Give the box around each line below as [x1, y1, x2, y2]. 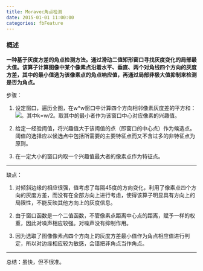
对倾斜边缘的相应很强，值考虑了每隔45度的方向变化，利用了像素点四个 [14, 183, 192, 191]
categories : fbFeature [6, 20, 63, 26]
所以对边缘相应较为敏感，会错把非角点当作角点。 [25, 240, 148, 247]
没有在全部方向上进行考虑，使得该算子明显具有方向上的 [57, 191, 195, 199]
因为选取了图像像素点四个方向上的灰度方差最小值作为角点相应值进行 [14, 232, 185, 239]
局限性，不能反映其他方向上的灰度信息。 [14, 199, 116, 206]
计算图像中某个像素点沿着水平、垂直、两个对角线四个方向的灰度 [37, 63, 197, 71]
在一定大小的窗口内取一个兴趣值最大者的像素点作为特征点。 [14, 152, 164, 160]
